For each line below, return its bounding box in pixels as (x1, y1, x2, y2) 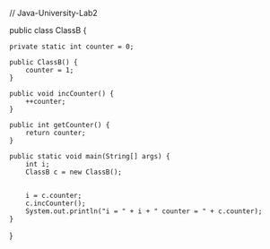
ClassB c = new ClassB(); (25, 167, 123, 176)
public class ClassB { (9, 25, 87, 35)
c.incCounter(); (25, 199, 87, 208)
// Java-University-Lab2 (9, 8, 99, 18)
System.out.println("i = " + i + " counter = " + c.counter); (25, 207, 263, 216)
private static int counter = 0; (9, 42, 135, 51)
